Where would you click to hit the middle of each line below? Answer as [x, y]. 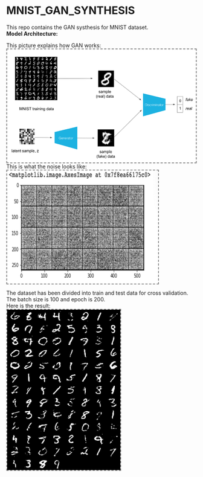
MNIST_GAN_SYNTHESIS [71, 11]
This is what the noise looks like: [47, 166]
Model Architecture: [32, 33]
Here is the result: [28, 306]
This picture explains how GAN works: [54, 45]
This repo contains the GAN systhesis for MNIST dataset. [77, 27]
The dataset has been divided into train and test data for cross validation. [97, 293]
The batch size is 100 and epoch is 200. [56, 299]
